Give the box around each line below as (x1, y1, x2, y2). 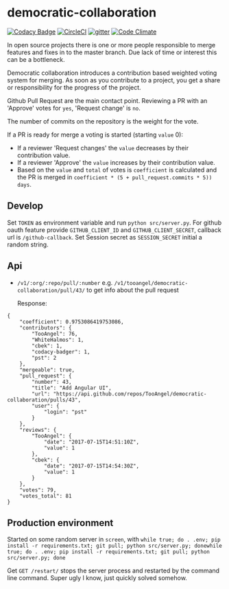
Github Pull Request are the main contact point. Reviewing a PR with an (7, 96, 208, 104)
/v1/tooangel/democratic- (114, 279, 189, 286)
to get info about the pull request (86, 286, 180, 294)
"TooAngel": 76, (32, 330, 78, 337)
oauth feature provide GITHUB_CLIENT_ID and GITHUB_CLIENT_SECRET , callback (7, 225, 221, 234)
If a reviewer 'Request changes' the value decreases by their (16, 143, 189, 152)
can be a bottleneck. (7, 55, 65, 63)
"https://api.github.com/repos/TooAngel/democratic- (53, 390, 207, 397)
